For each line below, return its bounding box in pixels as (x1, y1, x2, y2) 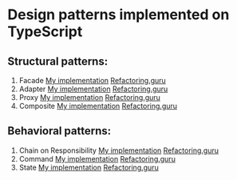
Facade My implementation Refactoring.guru (18, 76, 167, 85)
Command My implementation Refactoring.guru (18, 154, 176, 163)
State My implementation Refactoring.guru (18, 162, 159, 172)
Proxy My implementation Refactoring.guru (18, 93, 161, 102)
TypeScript (7, 22, 83, 41)
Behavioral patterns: (7, 124, 112, 138)
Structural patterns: (7, 54, 109, 68)
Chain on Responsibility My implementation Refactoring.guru (18, 146, 219, 155)
